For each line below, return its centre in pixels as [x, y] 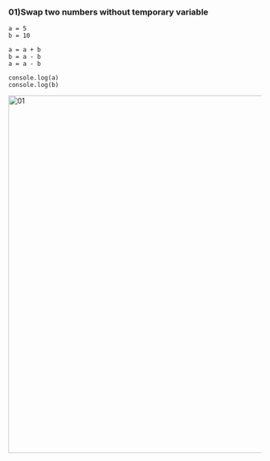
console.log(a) [34, 78]
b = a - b [25, 57]
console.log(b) [34, 85]
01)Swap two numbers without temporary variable [108, 12]
